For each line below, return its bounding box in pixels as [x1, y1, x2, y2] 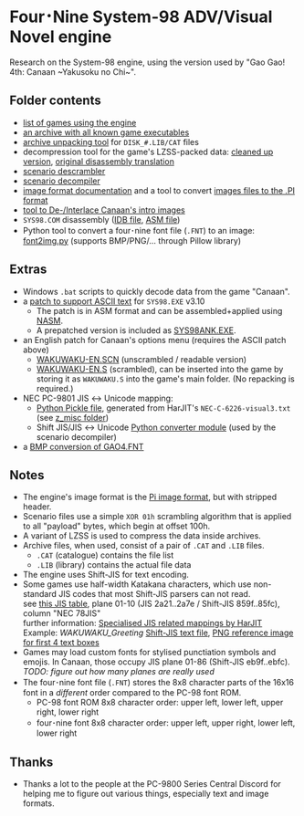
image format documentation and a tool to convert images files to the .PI [22, 184, 295, 195]
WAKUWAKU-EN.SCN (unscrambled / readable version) [36, 353, 247, 364]
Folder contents [9, 93, 102, 109]
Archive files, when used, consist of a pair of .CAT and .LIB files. [22, 540, 265, 551]
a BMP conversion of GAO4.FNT [22, 441, 144, 452]
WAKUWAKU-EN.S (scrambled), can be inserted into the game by [36, 363, 284, 374]
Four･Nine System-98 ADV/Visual [9, 6, 273, 27]
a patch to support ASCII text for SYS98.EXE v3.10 [22, 296, 205, 307]
